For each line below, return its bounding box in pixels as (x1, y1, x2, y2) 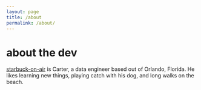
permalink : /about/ (6, 20, 56, 26)
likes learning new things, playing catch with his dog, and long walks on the (6, 72, 195, 79)
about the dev (6, 46, 77, 59)
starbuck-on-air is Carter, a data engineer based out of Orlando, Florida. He (6, 65, 195, 73)
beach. (6, 79, 24, 86)
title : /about (6, 14, 42, 20)
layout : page (6, 8, 39, 15)
